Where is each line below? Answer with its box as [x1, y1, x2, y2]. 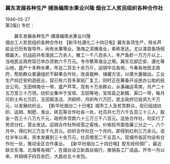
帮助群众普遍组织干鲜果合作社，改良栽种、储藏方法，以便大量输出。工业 [14, 71, 165, 77]
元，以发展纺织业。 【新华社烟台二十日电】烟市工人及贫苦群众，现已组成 [5, 103, 157, 109]
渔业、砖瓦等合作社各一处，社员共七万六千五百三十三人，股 [40, 109, 165, 115]
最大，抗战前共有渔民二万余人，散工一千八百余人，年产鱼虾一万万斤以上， [9, 52, 165, 58]
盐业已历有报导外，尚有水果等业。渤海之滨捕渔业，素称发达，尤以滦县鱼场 [5, 46, 160, 52]
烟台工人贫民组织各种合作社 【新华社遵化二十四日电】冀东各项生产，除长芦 [5, 39, 162, 46]
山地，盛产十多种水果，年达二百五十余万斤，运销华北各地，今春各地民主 [5, 65, 156, 71]
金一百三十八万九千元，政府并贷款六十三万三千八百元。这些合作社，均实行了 [5, 115, 165, 121]
